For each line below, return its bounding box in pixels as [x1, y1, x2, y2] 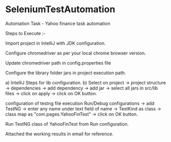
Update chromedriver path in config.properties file [5, 60, 111, 66]
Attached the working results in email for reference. [5, 131, 114, 137]
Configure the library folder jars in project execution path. [5, 70, 126, 76]
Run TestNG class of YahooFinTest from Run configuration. [5, 121, 129, 127]
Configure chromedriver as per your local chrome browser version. [5, 50, 146, 56]
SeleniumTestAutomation [5, 4, 116, 15]
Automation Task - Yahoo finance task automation [5, 20, 111, 26]
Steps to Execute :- [5, 30, 46, 36]
